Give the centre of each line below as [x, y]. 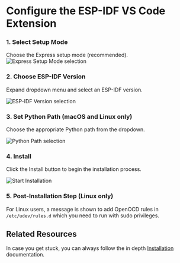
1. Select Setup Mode [37, 42]
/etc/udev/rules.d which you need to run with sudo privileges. [83, 216]
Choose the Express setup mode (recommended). [67, 55]
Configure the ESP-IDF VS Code [86, 11]
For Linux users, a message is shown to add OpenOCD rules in [82, 209]
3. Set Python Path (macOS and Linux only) [69, 116]
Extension [31, 23]
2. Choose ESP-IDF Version [46, 77]
